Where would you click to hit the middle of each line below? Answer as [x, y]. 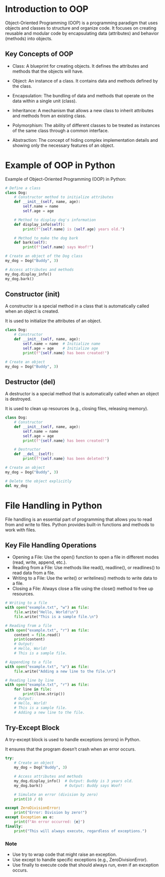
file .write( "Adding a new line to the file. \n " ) [65, 671]
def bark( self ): [31, 243]
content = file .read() [37, 635]
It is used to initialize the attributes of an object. [53, 321]
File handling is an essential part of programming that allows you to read [79, 519]
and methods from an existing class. [49, 116]
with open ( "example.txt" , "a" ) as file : [47, 667]
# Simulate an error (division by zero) [56, 794]
